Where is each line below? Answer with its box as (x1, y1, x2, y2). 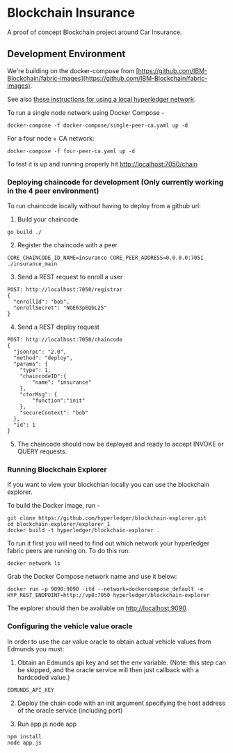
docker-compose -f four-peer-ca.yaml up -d (7, 148, 136, 155)
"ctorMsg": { (19, 391, 58, 398)
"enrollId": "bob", (13, 298, 70, 306)
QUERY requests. (17, 447, 67, 456)
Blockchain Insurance (7, 5, 136, 21)
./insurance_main (7, 261, 58, 267)
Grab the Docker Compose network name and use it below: (7, 573, 177, 581)
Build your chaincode (17, 215, 79, 224)
